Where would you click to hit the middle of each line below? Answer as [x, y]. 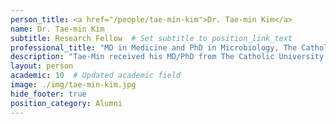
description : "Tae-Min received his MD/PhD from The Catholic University [167, 57]
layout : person [42, 66]
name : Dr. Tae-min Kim [57, 29]
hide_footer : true [48, 94]
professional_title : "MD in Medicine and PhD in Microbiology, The [154, 47]
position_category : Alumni [66, 103]
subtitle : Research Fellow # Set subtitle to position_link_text [151, 38]
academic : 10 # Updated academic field [96, 76]
